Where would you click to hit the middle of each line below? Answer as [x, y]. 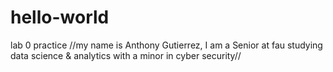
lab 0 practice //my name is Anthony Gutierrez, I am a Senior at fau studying [166, 45]
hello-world [60, 17]
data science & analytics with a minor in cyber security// [126, 55]
